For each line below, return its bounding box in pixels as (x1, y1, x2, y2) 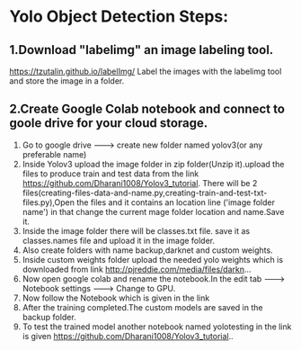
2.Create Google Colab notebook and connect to (9, 102, 286, 117)
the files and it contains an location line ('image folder (75, 196, 276, 208)
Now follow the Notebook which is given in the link (22, 292, 210, 303)
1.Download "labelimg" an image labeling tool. (9, 42, 274, 58)
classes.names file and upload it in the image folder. (22, 235, 216, 246)
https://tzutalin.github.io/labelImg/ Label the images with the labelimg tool (9, 66, 282, 76)
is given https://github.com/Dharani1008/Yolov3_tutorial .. (22, 330, 234, 341)
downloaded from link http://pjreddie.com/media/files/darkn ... (22, 264, 252, 274)
